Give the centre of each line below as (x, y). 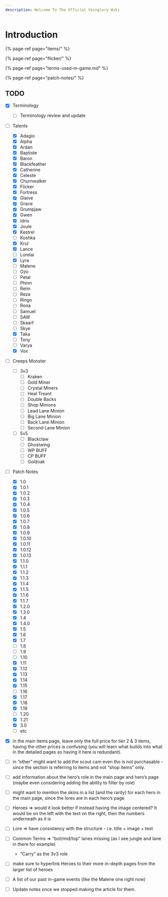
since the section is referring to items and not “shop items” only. (79, 768)
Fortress (29, 192)
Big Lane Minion (44, 416)
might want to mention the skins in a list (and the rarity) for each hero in (86, 793)
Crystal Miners (43, 388)
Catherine (30, 170)
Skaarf (27, 323)
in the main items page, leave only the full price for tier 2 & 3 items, (81, 741)
